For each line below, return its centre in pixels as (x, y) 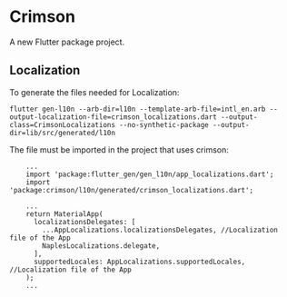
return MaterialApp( (64, 214)
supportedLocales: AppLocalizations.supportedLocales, (139, 262)
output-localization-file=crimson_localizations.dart (114, 117)
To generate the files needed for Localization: (94, 92)
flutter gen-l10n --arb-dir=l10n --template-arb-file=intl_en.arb (138, 109)
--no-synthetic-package (164, 124)
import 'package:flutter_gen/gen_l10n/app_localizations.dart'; (150, 174)
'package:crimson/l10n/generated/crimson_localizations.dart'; (132, 190)
